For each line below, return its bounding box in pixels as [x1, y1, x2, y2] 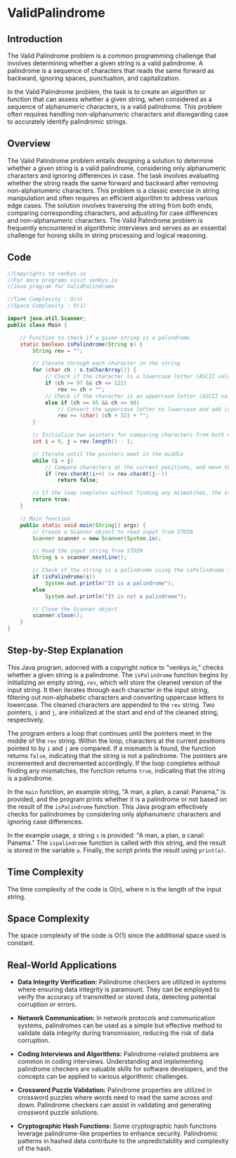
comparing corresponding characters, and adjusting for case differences [7, 209, 218, 217]
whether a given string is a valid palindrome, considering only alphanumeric [7, 164, 227, 172]
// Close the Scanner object [32, 606, 118, 613]
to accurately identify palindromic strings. [7, 117, 128, 126]
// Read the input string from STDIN [32, 547, 143, 554]
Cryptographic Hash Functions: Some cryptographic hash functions [17, 1122, 217, 1131]
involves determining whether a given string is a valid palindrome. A [7, 59, 204, 67]
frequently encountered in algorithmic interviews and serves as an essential [7, 223, 227, 232]
